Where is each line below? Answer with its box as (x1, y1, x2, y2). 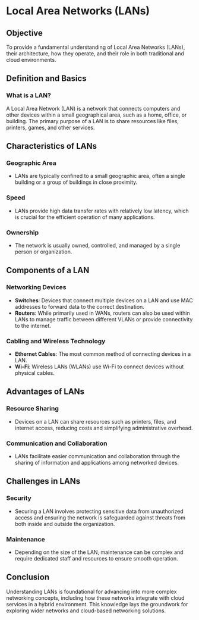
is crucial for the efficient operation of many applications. (14, 213, 155, 221)
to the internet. (14, 322, 52, 329)
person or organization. (14, 248, 72, 255)
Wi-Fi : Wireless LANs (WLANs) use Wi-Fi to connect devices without (14, 363, 184, 370)
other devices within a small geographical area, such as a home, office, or (6, 111, 187, 118)
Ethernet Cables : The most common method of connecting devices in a (14, 350, 191, 358)
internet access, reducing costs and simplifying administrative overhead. (14, 424, 193, 431)
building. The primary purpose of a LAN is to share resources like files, (6, 117, 179, 124)
